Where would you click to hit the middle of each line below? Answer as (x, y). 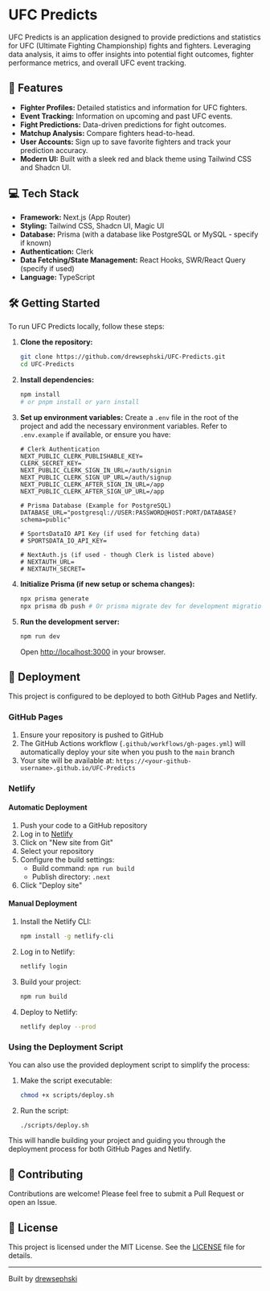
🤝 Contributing (46, 1174)
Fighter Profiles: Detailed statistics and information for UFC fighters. (133, 107)
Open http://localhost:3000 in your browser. (93, 652)
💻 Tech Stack (44, 194)
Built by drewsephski (43, 1279)
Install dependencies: (57, 380)
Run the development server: (70, 621)
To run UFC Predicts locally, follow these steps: (86, 327)
